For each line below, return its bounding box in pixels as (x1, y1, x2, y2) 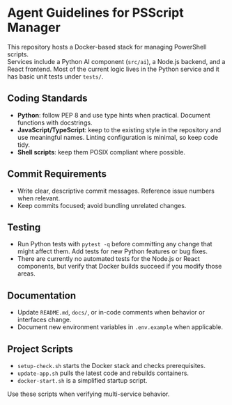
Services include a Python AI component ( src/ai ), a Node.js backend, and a (7, 57, 226, 65)
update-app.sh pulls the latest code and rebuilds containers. (17, 369, 190, 377)
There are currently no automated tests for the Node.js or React (17, 255, 200, 263)
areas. (17, 269, 36, 278)
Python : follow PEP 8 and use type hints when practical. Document (17, 111, 210, 119)
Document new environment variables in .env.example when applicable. (17, 323, 224, 331)
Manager (7, 19, 61, 35)
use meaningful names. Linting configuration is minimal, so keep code (17, 133, 218, 141)
